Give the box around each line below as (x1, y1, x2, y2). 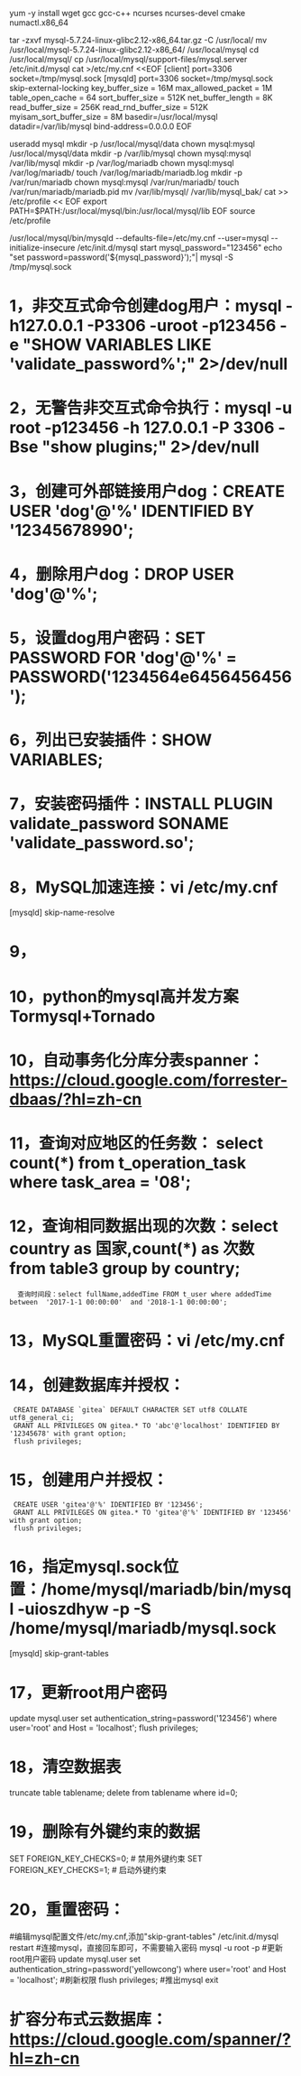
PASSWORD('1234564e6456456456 (9, 667, 293, 687)
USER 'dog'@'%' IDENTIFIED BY (9, 501, 255, 521)
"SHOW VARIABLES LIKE (22, 335, 212, 355)
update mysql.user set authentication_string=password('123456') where (9, 1712, 278, 1723)
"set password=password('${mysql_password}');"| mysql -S (9, 252, 234, 263)
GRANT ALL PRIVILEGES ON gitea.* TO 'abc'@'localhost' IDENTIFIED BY (13, 1421, 280, 1431)
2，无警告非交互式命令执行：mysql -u (9, 398, 293, 419)
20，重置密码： (9, 1899, 125, 1920)
